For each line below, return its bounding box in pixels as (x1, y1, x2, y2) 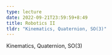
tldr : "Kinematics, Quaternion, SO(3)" (6, 25, 107, 32)
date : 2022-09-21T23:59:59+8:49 (6, 15, 88, 21)
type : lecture (6, 8, 42, 15)
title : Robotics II (6, 20, 56, 26)
